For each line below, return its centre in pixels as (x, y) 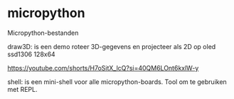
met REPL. (22, 89)
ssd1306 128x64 (31, 54)
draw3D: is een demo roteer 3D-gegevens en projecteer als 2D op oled (112, 46)
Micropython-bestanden (43, 33)
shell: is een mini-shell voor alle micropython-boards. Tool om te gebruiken (117, 82)
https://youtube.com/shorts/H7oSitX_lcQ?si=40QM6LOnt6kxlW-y (103, 68)
